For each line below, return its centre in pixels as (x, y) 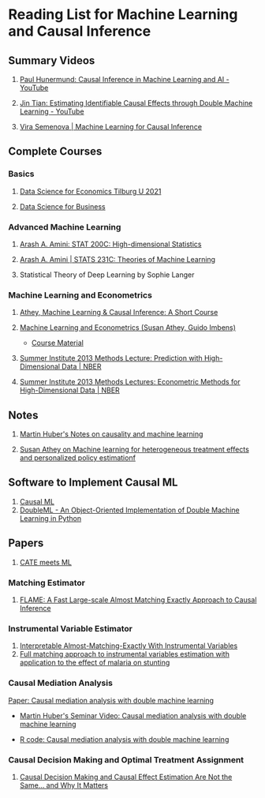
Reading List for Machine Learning (123, 15)
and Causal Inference (80, 31)
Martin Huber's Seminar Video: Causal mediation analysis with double (133, 715)
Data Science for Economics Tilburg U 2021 (90, 191)
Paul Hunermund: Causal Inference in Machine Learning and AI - (125, 79)
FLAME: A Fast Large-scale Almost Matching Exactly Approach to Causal (138, 600)
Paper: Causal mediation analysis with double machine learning (111, 700)
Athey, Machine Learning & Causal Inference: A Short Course (119, 313)
